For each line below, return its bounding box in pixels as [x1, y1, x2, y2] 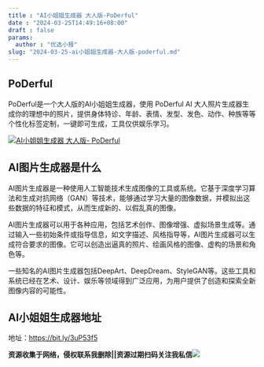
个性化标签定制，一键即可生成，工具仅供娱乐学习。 [8, 119, 174, 128]
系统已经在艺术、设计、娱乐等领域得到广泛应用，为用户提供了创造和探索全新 [8, 276, 256, 285]
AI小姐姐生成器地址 [8, 311, 102, 324]
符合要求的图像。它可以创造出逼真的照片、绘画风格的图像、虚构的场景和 [14, 239, 249, 249]
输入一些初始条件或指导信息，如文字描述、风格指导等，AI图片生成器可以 [14, 229, 249, 239]
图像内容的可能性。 [8, 285, 71, 295]
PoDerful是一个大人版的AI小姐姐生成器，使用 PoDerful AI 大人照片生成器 [8, 99, 243, 109]
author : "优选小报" [15, 41, 78, 49]
